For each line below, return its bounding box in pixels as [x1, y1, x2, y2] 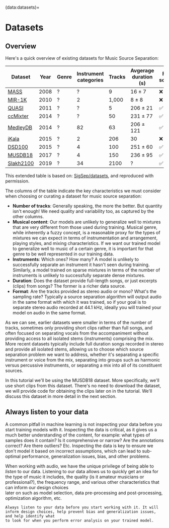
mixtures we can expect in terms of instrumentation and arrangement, [12, 235, 158, 241]
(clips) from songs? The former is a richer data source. [12, 283, 126, 289]
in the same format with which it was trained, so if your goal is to [12, 299, 147, 305]
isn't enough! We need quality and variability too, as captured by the [12, 208, 154, 214]
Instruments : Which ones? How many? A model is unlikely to [12, 256, 139, 262]
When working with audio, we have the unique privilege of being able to [5, 463, 154, 469]
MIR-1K [8, 97, 27, 103]
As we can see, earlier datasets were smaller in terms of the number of [5, 319, 152, 325]
